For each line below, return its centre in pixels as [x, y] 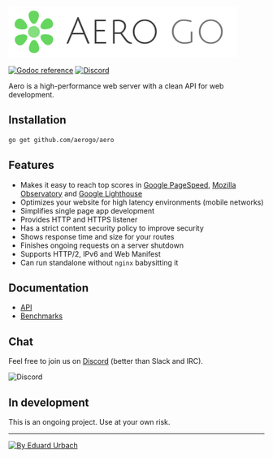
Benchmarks [41, 316]
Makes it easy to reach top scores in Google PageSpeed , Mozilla [128, 184]
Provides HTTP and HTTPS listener [79, 219]
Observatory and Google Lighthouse [81, 193]
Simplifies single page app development [87, 210]
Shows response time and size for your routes [97, 236]
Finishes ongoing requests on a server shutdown [102, 245]
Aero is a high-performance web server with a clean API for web [116, 86]
